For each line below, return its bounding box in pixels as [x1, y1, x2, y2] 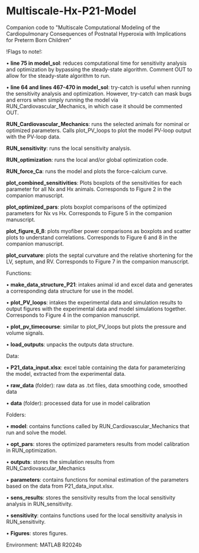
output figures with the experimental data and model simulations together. [6, 305, 187, 312]
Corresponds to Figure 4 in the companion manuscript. [6, 311, 140, 319]
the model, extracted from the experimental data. [6, 370, 126, 377]
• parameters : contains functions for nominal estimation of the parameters [6, 476, 189, 483]
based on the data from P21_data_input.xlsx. [6, 482, 114, 489]
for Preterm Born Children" [6, 36, 72, 43]
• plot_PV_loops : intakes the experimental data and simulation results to [6, 299, 182, 306]
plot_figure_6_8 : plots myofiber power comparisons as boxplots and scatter [6, 227, 191, 234]
